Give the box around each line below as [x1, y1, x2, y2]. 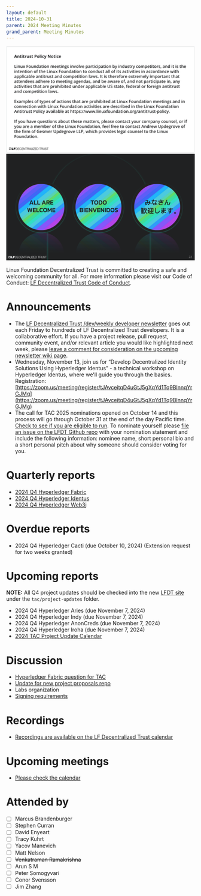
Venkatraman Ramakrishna [14, 856, 81, 863]
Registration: [14, 377, 47, 384]
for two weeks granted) [14, 548, 73, 555]
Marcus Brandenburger [14, 815, 73, 822]
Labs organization [14, 686, 60, 693]
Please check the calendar [14, 774, 81, 781]
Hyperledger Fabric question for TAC [14, 673, 106, 681]
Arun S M [14, 862, 38, 870]
